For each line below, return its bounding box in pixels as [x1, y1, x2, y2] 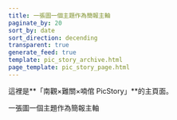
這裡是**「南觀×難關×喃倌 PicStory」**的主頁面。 [8, 86, 174, 95]
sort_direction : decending [8, 33, 98, 42]
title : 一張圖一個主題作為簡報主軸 [8, 11, 111, 20]
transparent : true [8, 41, 69, 49]
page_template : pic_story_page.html [8, 64, 130, 72]
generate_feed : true [8, 48, 77, 56]
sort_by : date [8, 26, 56, 34]
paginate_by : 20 [8, 19, 62, 27]
